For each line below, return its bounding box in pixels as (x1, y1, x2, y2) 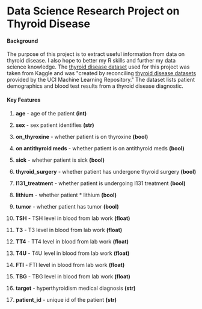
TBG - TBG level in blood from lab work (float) (15, 272, 131, 280)
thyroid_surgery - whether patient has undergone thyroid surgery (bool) (15, 168, 197, 175)
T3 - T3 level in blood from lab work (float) (15, 226, 123, 233)
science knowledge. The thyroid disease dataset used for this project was (7, 63, 190, 70)
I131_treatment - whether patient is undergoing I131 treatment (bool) (15, 179, 186, 187)
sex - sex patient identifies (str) (15, 121, 95, 129)
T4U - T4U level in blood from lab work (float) (15, 249, 130, 257)
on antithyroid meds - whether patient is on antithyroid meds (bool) (15, 144, 185, 151)
